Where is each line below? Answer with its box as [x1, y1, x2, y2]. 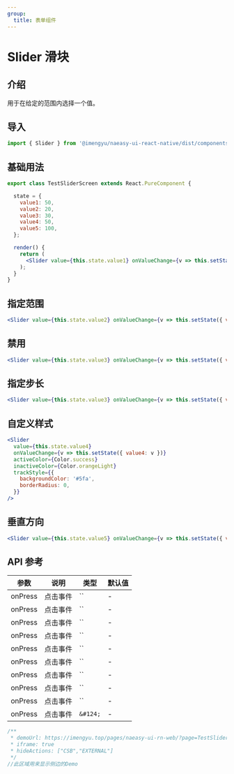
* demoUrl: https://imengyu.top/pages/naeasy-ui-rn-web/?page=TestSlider [10, 734, 229, 742]
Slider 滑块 [7, 49, 70, 65]
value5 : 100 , [19, 225, 58, 232]
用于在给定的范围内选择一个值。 [7, 98, 99, 107]
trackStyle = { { [13, 469, 54, 476]
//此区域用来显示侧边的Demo [7, 760, 78, 768]
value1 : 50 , [19, 199, 54, 206]
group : [7, 10, 26, 17]
